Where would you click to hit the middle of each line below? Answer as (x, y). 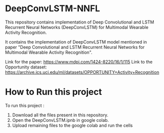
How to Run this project (53, 92)
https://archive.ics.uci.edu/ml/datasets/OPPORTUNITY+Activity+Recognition (82, 72)
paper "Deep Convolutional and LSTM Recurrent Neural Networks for (75, 47)
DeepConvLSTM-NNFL (53, 9)
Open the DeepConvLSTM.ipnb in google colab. (60, 120)
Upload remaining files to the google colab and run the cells (72, 125)
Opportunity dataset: (26, 67)
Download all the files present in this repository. (60, 115)
